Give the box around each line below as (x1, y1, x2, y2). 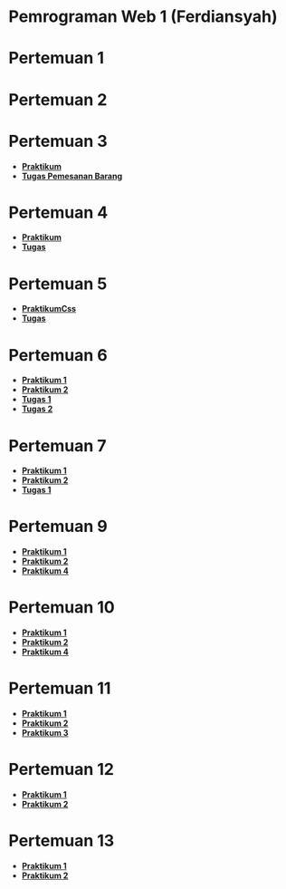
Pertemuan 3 (8, 130, 108, 151)
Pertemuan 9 (8, 517, 108, 536)
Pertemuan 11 (8, 678, 111, 699)
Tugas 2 (21, 403, 53, 414)
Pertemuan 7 (8, 435, 107, 456)
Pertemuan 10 (8, 597, 115, 618)
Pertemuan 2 (8, 89, 108, 110)
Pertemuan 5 (8, 274, 108, 294)
